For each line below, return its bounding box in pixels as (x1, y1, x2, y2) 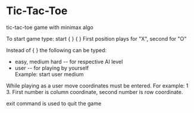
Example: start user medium (14, 70, 84, 78)
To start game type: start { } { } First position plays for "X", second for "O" (6, 35, 187, 42)
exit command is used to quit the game (6, 99, 102, 107)
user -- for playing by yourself (14, 64, 89, 72)
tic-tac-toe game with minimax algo (6, 24, 94, 31)
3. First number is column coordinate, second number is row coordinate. (6, 88, 183, 95)
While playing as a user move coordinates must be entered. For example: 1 (6, 82, 189, 89)
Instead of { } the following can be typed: (6, 46, 107, 54)
